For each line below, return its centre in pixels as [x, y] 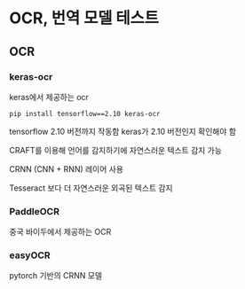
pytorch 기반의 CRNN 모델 [56, 276]
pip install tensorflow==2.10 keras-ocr [85, 113]
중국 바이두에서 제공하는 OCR [60, 232]
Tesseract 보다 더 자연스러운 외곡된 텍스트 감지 [91, 188]
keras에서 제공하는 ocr [49, 97]
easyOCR [30, 255]
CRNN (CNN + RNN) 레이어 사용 [67, 168]
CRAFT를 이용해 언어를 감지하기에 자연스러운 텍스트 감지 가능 [115, 150]
